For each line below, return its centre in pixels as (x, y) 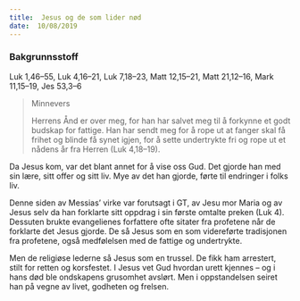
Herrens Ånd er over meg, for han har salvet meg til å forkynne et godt (161, 121)
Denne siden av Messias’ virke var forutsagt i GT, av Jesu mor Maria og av (146, 203)
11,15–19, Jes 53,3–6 (46, 86)
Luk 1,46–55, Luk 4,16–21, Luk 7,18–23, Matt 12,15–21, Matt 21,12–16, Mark (142, 76)
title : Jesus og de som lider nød (75, 17)
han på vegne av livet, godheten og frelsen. (89, 286)
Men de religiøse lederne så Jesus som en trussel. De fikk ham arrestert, (143, 258)
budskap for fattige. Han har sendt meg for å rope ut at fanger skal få (158, 130)
